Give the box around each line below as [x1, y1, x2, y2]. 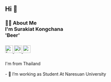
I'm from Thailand [5, 61, 41, 67]
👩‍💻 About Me [5, 20, 37, 27]
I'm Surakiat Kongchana [5, 26, 64, 32]
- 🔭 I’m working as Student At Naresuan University [5, 71, 107, 77]
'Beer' [5, 32, 21, 39]
